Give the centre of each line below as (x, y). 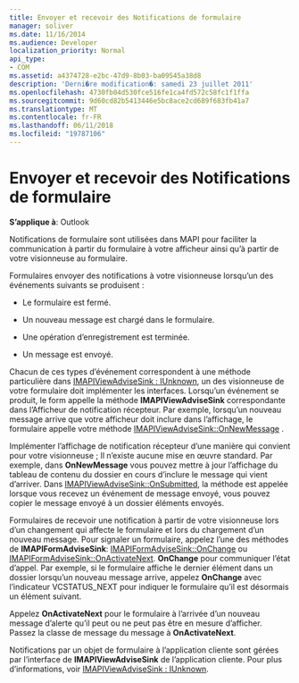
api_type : (28, 59)
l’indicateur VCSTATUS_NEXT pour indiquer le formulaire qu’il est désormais (149, 586)
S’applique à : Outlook (49, 222)
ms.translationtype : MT (54, 109)
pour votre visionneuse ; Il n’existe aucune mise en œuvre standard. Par (141, 455)
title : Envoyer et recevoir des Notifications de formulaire (125, 17)
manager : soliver (42, 26)
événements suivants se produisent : (77, 285)
